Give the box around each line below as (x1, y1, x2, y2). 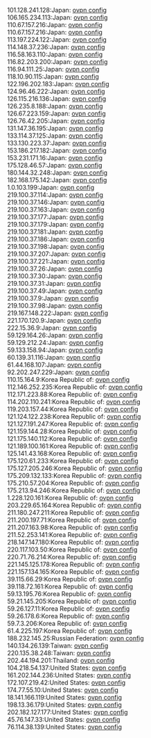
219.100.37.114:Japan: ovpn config (7, 191, 104, 199)
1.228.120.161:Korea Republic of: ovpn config (7, 494, 134, 502)
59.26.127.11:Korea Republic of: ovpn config (7, 604, 130, 613)
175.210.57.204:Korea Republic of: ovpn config (7, 479, 140, 487)
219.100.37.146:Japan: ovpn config (7, 198, 105, 206)
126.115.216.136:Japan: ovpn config (7, 95, 107, 103)
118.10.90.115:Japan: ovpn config (7, 72, 99, 81)
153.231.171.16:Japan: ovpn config (7, 154, 103, 162)
